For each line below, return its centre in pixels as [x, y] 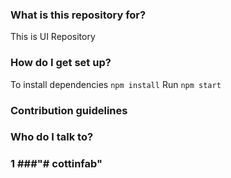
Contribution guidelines [69, 110]
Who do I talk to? [52, 137]
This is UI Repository [53, 37]
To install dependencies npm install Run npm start [116, 84]
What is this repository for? [78, 15]
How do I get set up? [61, 63]
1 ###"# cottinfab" [56, 164]
